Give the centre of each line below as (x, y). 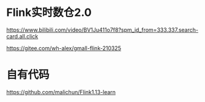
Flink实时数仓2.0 (49, 13)
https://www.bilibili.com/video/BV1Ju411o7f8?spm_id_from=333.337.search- (102, 30)
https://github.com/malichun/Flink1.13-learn (61, 92)
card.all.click (22, 36)
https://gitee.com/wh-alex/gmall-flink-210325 (64, 48)
